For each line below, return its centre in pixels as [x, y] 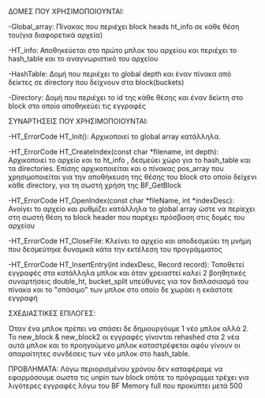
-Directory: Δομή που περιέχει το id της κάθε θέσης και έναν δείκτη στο [126, 97]
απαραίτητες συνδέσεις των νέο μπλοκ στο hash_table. [99, 353]
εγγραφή [23, 298]
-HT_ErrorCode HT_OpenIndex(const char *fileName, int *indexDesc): [121, 201]
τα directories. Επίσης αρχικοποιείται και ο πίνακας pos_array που [116, 168]
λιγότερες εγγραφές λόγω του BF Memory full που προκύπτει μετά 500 [125, 386]
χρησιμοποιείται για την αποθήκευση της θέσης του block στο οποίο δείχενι [132, 177]
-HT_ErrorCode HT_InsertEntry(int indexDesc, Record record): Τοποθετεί [126, 264]
